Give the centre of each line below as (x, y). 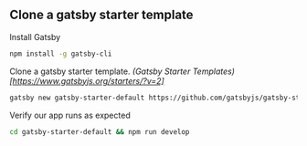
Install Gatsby (35, 36)
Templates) (214, 71)
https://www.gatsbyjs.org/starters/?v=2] (88, 80)
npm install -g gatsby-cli (61, 54)
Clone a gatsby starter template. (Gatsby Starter (100, 71)
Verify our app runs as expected (70, 115)
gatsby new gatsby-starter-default (77, 98)
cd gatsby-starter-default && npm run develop (100, 131)
